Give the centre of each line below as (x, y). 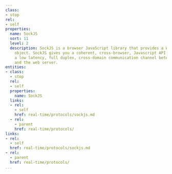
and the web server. (36, 62)
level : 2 (19, 43)
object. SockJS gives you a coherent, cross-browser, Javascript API (90, 53)
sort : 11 (19, 39)
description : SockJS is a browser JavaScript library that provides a (87, 48)
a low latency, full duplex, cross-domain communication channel (86, 58)
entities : (16, 67)
